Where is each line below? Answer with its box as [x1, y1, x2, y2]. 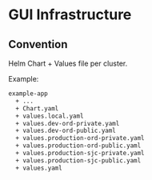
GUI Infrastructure [8, 6, 132, 24]
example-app [8, 90, 48, 98]
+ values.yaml [15, 164, 62, 172]
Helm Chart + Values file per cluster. [8, 58, 128, 68]
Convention [8, 38, 68, 51]
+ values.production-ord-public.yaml [15, 142, 142, 150]
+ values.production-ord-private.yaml [15, 134, 146, 142]
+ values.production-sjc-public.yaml [15, 156, 142, 165]
